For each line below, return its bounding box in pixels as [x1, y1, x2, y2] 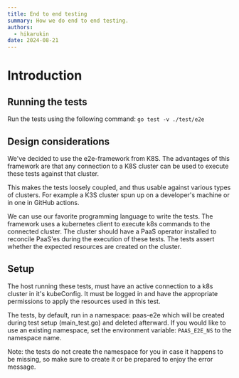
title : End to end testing [7, 10, 87, 18]
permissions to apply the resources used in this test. [7, 297, 161, 305]
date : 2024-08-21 [7, 37, 59, 44]
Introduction [7, 68, 83, 84]
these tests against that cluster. [7, 169, 100, 178]
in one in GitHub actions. [7, 198, 80, 206]
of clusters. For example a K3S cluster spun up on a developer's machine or [7, 190, 230, 199]
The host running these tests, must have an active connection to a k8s [7, 282, 213, 290]
